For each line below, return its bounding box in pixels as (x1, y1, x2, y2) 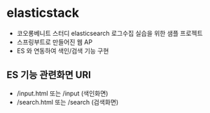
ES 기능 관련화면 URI (6, 69, 92, 81)
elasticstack (6, 5, 80, 21)
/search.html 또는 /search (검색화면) (16, 98, 119, 106)
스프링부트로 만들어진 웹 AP (16, 37, 92, 46)
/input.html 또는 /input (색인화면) (16, 89, 108, 98)
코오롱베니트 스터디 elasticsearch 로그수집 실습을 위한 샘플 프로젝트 (16, 29, 204, 37)
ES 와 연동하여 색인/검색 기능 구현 (16, 46, 109, 55)
